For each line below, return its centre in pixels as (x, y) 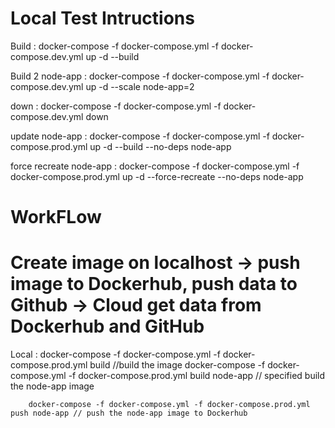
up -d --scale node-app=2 (140, 86)
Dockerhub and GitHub (107, 326)
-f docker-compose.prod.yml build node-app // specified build (197, 376)
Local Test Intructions (102, 18)
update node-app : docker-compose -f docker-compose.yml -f (140, 136)
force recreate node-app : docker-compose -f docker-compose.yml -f (155, 166)
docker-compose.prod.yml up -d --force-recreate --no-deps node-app (157, 176)
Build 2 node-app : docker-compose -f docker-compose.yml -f (140, 76)
